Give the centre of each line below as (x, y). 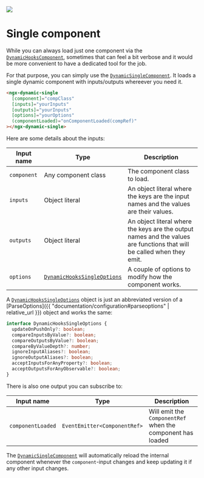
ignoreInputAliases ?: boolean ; (51, 352)
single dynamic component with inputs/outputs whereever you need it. (95, 81)
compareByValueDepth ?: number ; (51, 346)
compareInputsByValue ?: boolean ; (54, 335)
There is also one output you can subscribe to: (65, 386)
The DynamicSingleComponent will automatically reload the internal (87, 455)
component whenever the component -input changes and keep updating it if (99, 462)
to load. (138, 179)
